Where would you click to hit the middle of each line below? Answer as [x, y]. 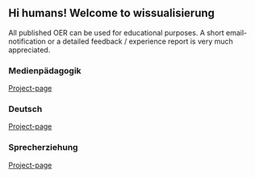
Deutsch [25, 110]
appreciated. [29, 50]
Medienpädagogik [45, 70]
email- [236, 32]
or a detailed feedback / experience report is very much [140, 41]
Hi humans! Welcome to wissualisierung [112, 13]
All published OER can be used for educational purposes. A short [116, 32]
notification [27, 41]
